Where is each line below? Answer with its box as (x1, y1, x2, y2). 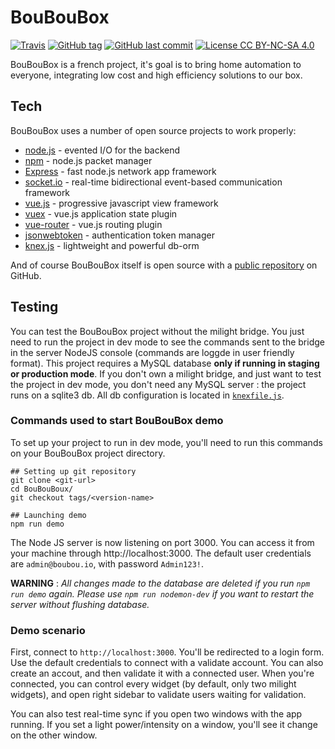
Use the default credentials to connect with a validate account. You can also (10, 657, 324, 669)
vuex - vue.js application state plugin (24, 207, 178, 220)
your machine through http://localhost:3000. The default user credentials (10, 547, 312, 559)
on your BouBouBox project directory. (10, 447, 166, 459)
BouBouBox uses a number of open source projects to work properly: (10, 124, 297, 136)
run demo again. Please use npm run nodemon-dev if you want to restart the (10, 587, 315, 600)
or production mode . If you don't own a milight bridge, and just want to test (10, 367, 322, 380)
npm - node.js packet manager (24, 154, 153, 166)
